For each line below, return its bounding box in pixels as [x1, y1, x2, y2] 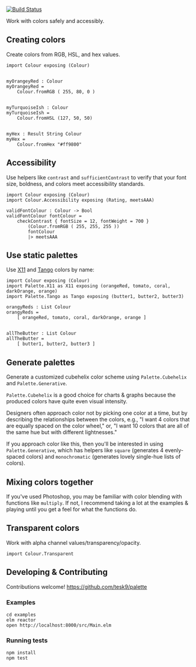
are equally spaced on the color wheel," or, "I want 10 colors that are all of [6, 422, 189, 430]
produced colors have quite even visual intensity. [6, 398, 128, 405]
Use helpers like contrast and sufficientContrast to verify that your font [6, 173, 187, 181]
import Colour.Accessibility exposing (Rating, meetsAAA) [6, 197, 155, 203]
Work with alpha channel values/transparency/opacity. [6, 539, 141, 546]
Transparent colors [6, 523, 80, 533]
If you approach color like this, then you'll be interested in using [6, 440, 164, 448]
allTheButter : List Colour [6, 330, 77, 337]
